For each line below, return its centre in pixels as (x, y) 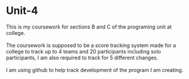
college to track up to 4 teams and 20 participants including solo (84, 51)
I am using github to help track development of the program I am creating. (95, 70)
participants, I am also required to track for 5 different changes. (82, 58)
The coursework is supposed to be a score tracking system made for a (91, 45)
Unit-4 (22, 11)
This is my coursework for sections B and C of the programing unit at (89, 27)
